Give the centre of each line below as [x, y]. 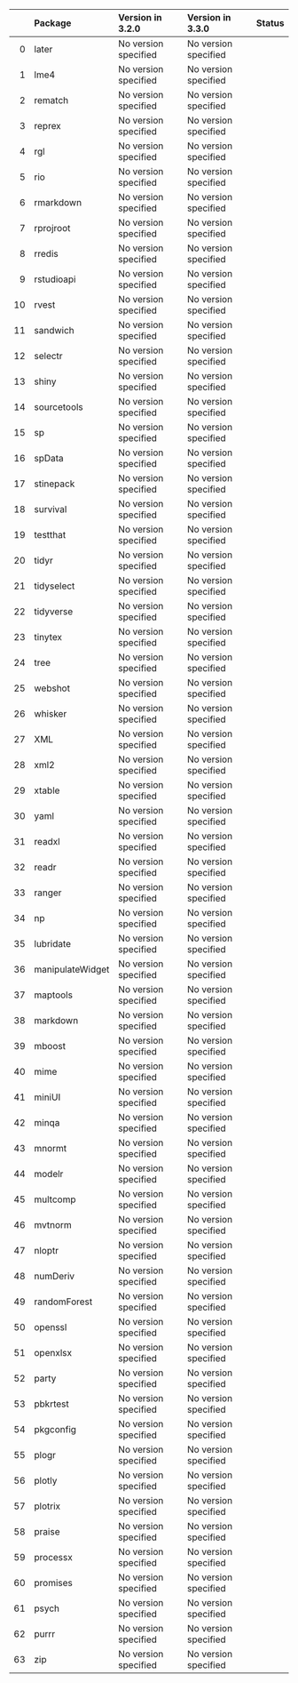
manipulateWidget [72, 970]
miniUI [47, 1097]
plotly [46, 1481]
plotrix [47, 1506]
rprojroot [52, 228]
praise [47, 1531]
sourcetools [59, 407]
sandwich [54, 330]
